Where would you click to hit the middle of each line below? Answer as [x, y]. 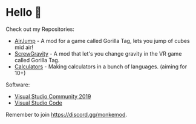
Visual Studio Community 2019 [53, 96]
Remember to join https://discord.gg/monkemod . [67, 114]
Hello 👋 [24, 12]
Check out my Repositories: [40, 29]
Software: [18, 85]
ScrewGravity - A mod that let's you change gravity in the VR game [98, 53]
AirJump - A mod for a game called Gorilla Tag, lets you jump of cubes [102, 41]
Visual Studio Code [38, 103]
